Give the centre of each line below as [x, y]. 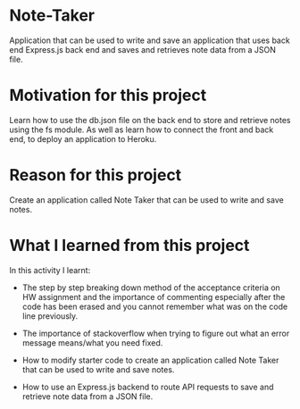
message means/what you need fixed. [92, 342]
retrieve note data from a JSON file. [87, 396]
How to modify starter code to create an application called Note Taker [150, 360]
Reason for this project [96, 175]
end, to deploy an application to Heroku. [83, 138]
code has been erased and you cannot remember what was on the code [155, 306]
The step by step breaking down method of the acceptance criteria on [151, 288]
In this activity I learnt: [50, 270]
